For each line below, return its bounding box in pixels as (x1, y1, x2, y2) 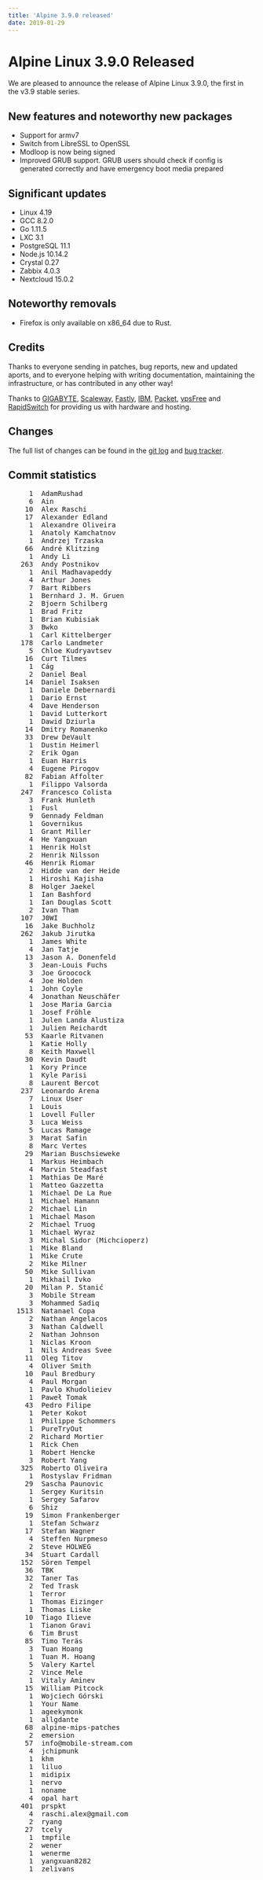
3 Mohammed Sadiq (28, 1298, 100, 1308)
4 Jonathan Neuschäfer (28, 992, 120, 1001)
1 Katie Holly (28, 1039, 88, 1048)
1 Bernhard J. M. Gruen (28, 591, 125, 600)
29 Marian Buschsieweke (24, 1149, 120, 1158)
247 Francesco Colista (20, 788, 112, 797)
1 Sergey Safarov (28, 1495, 100, 1504)
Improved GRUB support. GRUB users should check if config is (19, 156, 223, 165)
